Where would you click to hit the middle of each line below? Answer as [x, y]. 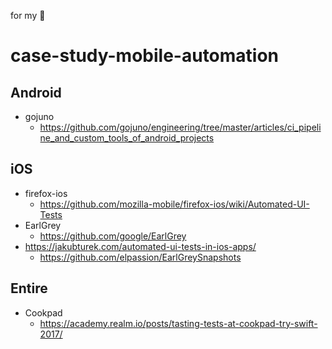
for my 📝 [28, 15]
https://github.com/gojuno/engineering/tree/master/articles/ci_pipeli [180, 127]
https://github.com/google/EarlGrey [113, 236]
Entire [29, 288]
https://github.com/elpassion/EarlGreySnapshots [140, 257]
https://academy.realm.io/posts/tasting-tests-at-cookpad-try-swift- [178, 323]
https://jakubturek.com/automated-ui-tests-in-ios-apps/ [140, 246]
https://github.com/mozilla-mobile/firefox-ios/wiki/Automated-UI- [174, 204]
